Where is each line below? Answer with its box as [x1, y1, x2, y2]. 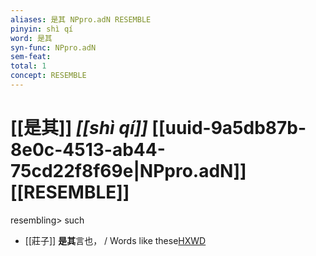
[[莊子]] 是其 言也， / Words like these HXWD [24, 234, 207, 246]
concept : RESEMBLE [10, 71, 87, 81]
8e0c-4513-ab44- [10, 139, 166, 161]
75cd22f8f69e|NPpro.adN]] [10, 160, 247, 183]
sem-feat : [10, 52, 52, 62]
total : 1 [10, 61, 47, 71]
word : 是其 [10, 33, 53, 43]
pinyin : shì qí [10, 24, 74, 34]
